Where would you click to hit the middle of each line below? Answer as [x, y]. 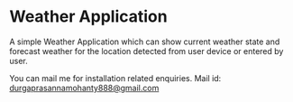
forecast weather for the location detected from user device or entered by [146, 51]
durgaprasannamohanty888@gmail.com [84, 88]
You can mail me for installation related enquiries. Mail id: [115, 78]
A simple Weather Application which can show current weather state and [145, 42]
